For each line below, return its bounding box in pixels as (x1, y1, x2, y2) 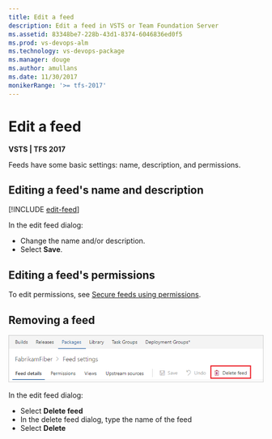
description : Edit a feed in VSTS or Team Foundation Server (8, 21, 219, 30)
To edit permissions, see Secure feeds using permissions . (8, 290, 202, 300)
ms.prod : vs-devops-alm (8, 39, 89, 47)
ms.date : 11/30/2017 (8, 73, 79, 81)
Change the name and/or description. (19, 236, 146, 246)
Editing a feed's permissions (8, 268, 155, 282)
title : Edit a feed (8, 13, 74, 21)
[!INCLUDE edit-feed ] (8, 205, 80, 215)
